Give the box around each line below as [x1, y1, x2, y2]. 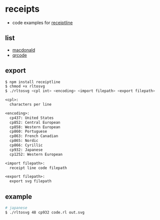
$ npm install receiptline [5, 80, 61, 84]
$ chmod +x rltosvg [5, 84, 45, 89]
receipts [5, 3, 40, 15]
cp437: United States [9, 115, 54, 120]
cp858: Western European [9, 124, 61, 130]
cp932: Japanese [9, 147, 43, 152]
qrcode [12, 52, 27, 58]
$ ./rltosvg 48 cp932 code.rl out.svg [5, 210, 85, 215]
